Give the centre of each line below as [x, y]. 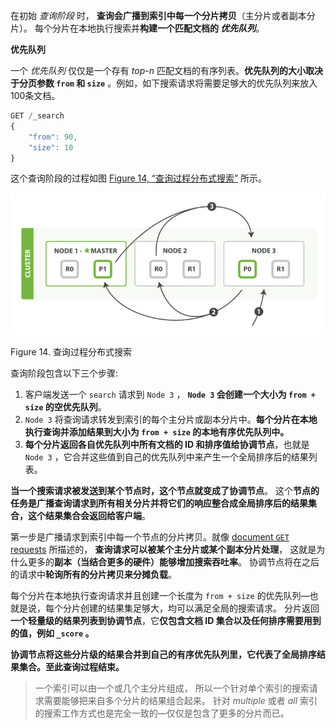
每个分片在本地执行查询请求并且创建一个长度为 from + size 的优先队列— [160, 595]
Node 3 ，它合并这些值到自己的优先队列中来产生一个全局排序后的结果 [166, 456]
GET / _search [37, 116]
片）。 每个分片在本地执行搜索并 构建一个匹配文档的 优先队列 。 [137, 28]
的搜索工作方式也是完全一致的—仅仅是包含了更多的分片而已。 [162, 713]
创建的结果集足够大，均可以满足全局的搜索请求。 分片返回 [199, 608]
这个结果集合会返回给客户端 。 [89, 515]
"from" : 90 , [53, 137]
